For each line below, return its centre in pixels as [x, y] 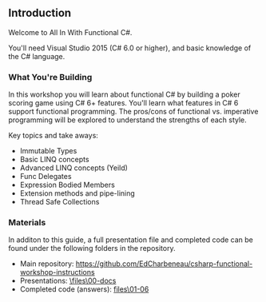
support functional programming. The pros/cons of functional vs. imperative [133, 112]
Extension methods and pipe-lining [77, 193]
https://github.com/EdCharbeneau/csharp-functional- [164, 264]
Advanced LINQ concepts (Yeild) [73, 168]
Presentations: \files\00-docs [68, 281]
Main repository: [47, 264]
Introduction [40, 13]
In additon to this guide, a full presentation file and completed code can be [131, 240]
